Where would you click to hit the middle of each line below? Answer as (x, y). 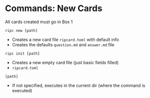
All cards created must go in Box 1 (39, 22)
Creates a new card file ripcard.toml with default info (66, 40)
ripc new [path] (21, 30)
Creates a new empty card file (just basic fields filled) (65, 62)
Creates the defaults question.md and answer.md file (63, 44)
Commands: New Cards (54, 8)
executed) (22, 90)
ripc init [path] (22, 54)
